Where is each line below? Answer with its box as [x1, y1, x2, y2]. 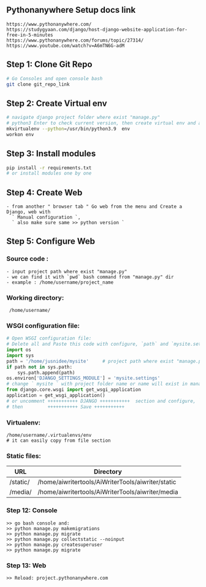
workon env [6, 131, 34, 137]
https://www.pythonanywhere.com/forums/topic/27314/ [6, 37, 144, 44]
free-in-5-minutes [6, 32, 53, 38]
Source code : [6, 254, 49, 263]
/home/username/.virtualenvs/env [6, 432, 92, 439]
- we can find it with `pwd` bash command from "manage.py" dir [6, 274, 174, 280]
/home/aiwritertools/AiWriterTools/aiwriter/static [37, 478, 177, 487]
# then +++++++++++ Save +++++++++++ [6, 404, 124, 410]
